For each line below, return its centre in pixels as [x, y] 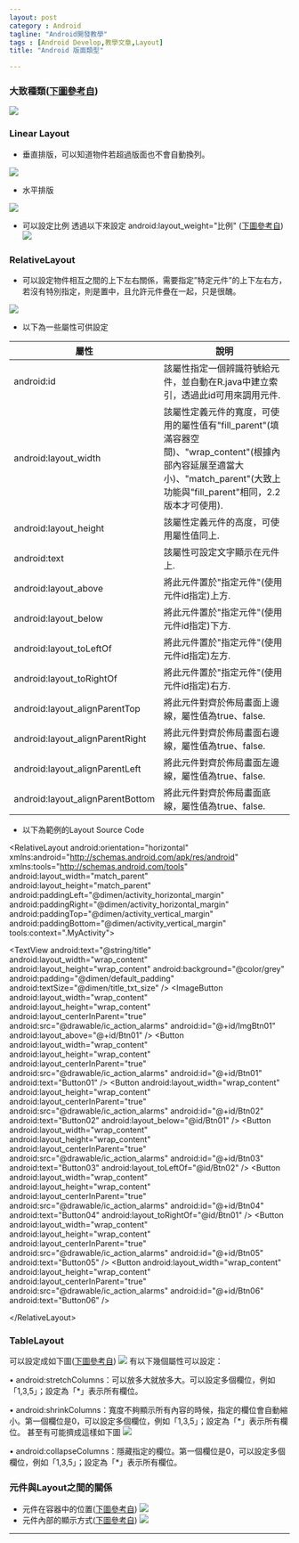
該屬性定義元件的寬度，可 [217, 412]
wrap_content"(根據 [230, 453]
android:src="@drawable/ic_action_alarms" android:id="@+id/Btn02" [137, 1111]
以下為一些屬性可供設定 [65, 327]
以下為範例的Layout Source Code [83, 830]
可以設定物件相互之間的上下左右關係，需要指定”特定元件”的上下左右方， [154, 281]
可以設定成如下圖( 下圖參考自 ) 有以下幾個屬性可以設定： [117, 1361]
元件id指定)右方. [197, 686]
